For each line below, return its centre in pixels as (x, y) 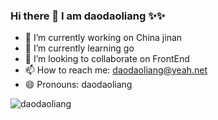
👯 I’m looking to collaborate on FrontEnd (107, 59)
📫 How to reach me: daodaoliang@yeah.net (116, 70)
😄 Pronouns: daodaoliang (78, 85)
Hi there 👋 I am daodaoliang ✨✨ (88, 16)
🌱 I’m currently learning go (79, 48)
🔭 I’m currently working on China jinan (103, 38)
